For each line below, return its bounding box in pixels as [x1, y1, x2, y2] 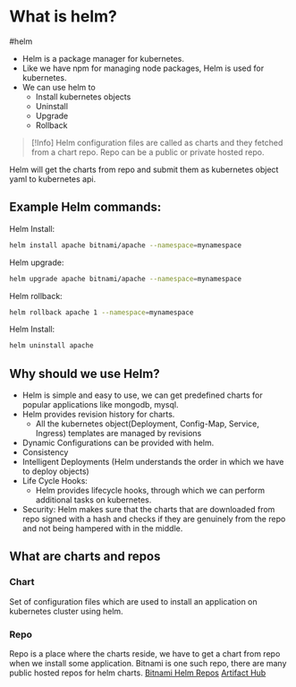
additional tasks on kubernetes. [35, 494, 152, 505]
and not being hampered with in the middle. [21, 523, 183, 534]
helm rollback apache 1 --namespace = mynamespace [9, 307, 194, 317]
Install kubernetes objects [35, 91, 131, 102]
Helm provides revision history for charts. [21, 409, 175, 420]
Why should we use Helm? [9, 365, 160, 382]
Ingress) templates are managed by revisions [35, 428, 202, 439]
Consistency [21, 447, 69, 458]
